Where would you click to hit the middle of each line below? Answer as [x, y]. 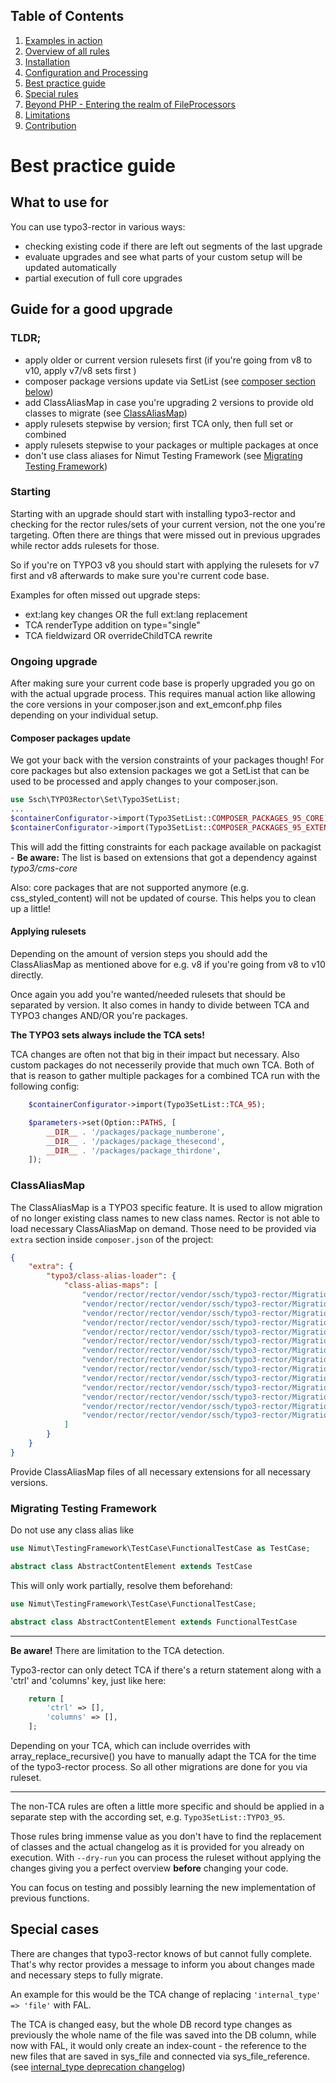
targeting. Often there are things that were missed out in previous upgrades [165, 535]
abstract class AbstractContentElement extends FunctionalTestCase [154, 1622]
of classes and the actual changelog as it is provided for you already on [157, 1847]
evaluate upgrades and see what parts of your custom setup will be [163, 256]
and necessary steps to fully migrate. [86, 1975]
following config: [45, 1086]
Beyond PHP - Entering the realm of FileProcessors [130, 104]
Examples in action [63, 40]
